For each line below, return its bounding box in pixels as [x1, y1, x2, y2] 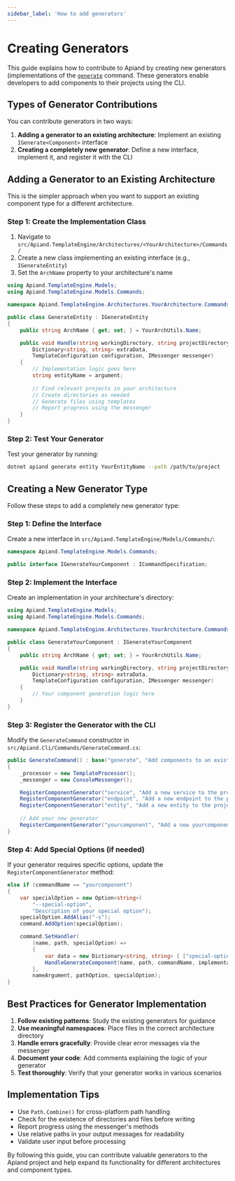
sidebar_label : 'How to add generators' [7, 10, 127, 17]
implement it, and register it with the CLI [17, 153, 133, 162]
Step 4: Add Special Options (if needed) [7, 844, 145, 854]
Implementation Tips [7, 1089, 100, 1101]
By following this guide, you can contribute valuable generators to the [7, 1150, 208, 1159]
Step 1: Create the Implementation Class [7, 217, 147, 227]
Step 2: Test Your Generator [7, 434, 104, 444]
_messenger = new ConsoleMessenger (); [20, 776, 133, 784]
